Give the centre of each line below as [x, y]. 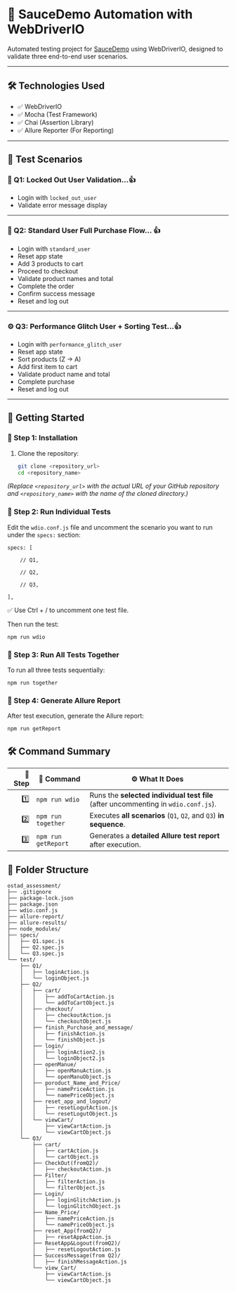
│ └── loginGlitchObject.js [77, 1206]
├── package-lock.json [40, 898]
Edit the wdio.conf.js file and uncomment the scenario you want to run [110, 527]
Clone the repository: [48, 453]
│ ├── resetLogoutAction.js [77, 1249]
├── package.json [33, 904]
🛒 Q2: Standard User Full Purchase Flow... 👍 [84, 230]
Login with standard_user [54, 249]
